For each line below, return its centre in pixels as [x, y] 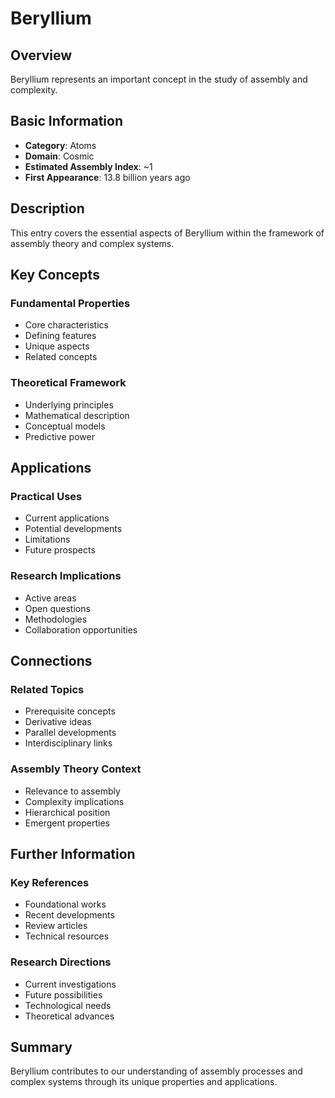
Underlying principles [69, 404]
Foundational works [65, 904]
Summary [41, 1047]
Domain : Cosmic [59, 156]
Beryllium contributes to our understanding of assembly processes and [156, 1071]
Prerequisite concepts [70, 711]
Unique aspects [57, 346]
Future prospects [60, 550]
